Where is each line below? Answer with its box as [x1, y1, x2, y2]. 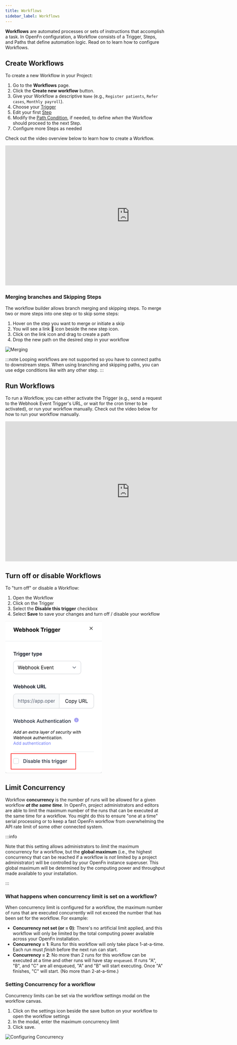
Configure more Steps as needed [12, 125, 82, 132]
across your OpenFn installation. [12, 936, 80, 942]
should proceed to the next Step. [12, 120, 82, 126]
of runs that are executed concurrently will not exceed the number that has [5, 910, 162, 916]
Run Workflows [5, 382, 55, 390]
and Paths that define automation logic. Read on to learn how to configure [5, 39, 160, 45]
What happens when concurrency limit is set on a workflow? [5, 893, 157, 900]
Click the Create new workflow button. [12, 88, 95, 94]
